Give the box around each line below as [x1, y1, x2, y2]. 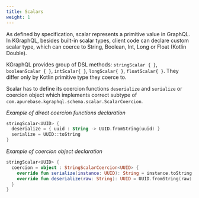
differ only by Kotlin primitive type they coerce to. [6, 74, 127, 81]
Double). [6, 49, 27, 56]
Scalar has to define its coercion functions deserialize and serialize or [6, 85, 182, 92]
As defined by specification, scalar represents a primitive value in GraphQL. [6, 30, 191, 37]
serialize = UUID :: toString [11, 132, 81, 138]
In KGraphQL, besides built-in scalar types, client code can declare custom [6, 37, 190, 44]
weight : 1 [6, 14, 31, 20]
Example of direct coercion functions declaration [6, 109, 126, 116]
